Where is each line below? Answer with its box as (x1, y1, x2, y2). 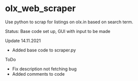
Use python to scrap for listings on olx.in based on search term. (5, 19, 134, 25)
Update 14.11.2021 (5, 37, 41, 44)
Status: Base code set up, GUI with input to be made (5, 28, 111, 34)
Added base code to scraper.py (12, 47, 76, 53)
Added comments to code (12, 71, 65, 77)
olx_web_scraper (5, 3, 76, 14)
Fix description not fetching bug (12, 66, 77, 72)
